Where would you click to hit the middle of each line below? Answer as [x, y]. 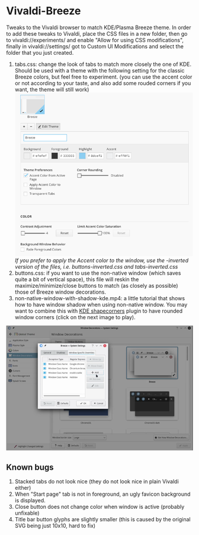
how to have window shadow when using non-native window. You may [101, 304]
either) [23, 487]
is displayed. [30, 500]
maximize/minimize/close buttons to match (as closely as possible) [97, 285]
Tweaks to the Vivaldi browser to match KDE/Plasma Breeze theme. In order [99, 27]
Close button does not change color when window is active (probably [99, 506]
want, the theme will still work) [52, 89]
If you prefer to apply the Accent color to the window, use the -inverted [101, 260]
